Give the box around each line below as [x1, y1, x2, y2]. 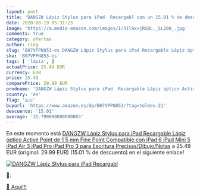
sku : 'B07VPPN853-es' [6, 53, 60, 59]
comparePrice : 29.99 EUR [6, 81, 68, 87]
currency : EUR [6, 69, 42, 75]
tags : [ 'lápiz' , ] [6, 58, 55, 64]
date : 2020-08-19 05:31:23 [6, 20, 73, 26]
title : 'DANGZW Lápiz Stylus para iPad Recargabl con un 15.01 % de [6, 14, 183, 20]
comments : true [6, 31, 44, 37]
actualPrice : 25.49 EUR [6, 64, 65, 70]
